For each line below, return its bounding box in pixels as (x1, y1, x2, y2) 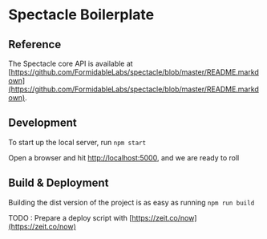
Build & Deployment (8, 176, 109, 190)
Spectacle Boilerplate (8, 6, 155, 24)
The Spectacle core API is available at (8, 59, 134, 68)
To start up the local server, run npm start (8, 137, 147, 147)
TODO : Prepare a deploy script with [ (8, 213, 132, 222)
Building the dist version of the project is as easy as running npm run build (8, 197, 255, 207)
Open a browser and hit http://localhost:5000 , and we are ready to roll (8, 152, 240, 162)
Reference (8, 38, 62, 51)
